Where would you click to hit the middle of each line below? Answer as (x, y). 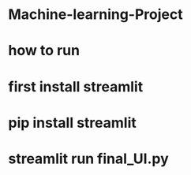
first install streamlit (76, 86)
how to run (44, 51)
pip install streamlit (72, 123)
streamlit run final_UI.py (89, 158)
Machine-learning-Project (95, 15)
